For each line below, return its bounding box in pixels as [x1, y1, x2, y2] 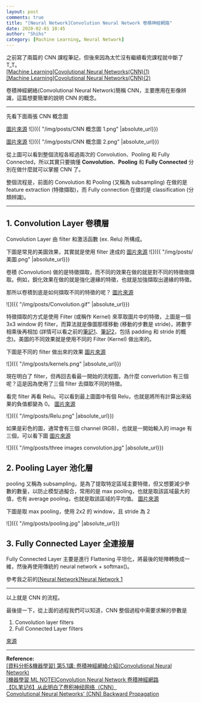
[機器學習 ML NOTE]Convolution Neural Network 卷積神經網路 [6, 676, 159, 683]
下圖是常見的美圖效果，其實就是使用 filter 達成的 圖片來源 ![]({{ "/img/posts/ [6, 248, 193, 255]
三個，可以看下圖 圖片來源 [6, 432, 71, 439]
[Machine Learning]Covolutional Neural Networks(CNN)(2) [6, 74, 151, 82]
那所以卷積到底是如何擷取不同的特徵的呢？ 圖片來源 [6, 288, 133, 295]
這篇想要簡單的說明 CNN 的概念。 [16, 94, 100, 101]
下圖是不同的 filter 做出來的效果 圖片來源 [6, 348, 106, 355]
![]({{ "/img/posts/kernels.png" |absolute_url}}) [6, 360, 121, 367]
